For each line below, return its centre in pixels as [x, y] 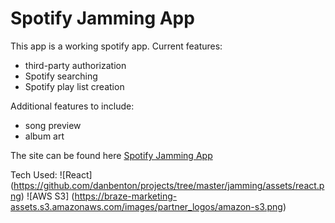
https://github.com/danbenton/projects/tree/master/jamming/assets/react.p [169, 185]
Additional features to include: [72, 106]
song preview [53, 125]
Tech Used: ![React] [51, 174]
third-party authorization [75, 65]
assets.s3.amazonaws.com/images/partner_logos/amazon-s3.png [146, 206]
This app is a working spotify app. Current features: [116, 46]
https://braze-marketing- [126, 196]
